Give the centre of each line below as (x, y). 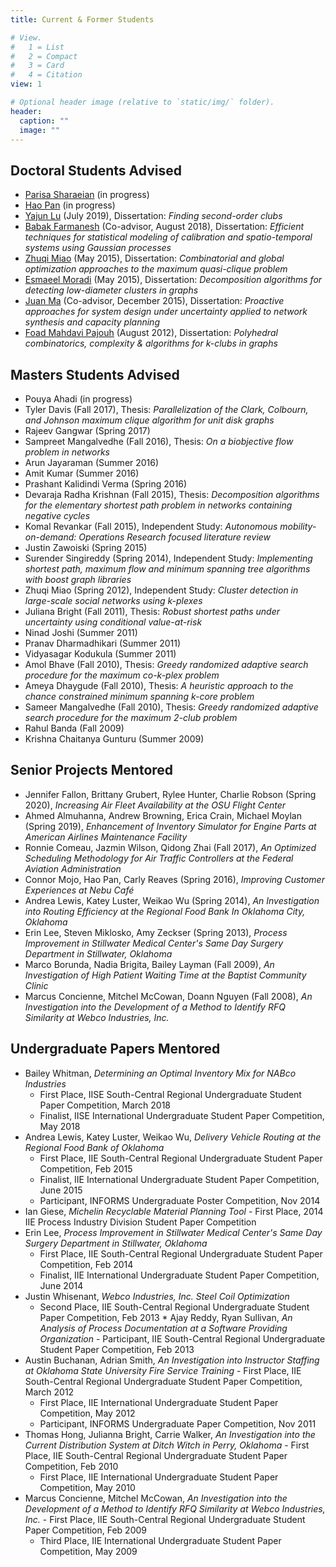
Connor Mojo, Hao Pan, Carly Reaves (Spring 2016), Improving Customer (174, 879)
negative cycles (57, 515)
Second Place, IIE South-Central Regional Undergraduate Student (174, 1307)
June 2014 (61, 1285)
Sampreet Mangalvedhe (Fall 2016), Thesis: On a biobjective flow (159, 441)
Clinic (36, 985)
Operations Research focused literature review (175, 537)
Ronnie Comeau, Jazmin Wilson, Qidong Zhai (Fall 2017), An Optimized (170, 847)
